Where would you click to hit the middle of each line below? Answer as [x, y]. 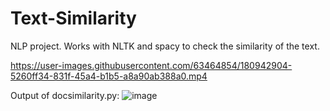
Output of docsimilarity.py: [65, 95]
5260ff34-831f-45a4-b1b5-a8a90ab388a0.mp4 [109, 76]
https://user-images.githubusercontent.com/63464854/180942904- [151, 65]
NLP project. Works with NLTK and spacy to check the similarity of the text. [165, 46]
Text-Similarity [73, 18]
